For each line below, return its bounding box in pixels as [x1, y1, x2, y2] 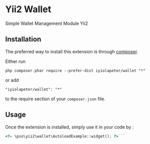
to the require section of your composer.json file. [5, 95, 106, 102]
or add [5, 77, 19, 83]
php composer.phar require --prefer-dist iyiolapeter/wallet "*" [5, 68, 145, 73]
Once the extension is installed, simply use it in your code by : [5, 124, 134, 130]
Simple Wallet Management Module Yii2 [5, 20, 88, 26]
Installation [5, 35, 41, 44]
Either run [5, 58, 26, 64]
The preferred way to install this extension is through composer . [5, 48, 138, 54]
